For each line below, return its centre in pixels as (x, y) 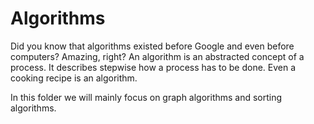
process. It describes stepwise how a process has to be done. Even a (153, 67)
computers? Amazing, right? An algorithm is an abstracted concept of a (157, 56)
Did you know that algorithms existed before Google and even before (152, 46)
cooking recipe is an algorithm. (74, 78)
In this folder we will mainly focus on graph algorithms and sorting (146, 97)
